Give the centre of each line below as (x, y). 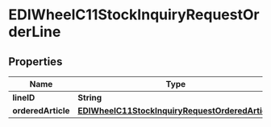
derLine (35, 32)
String (90, 98)
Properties (35, 61)
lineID (24, 98)
